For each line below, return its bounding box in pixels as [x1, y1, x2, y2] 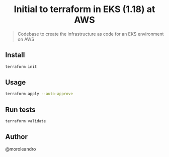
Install [5, 51, 25, 59]
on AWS [17, 36, 35, 42]
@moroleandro [5, 146, 36, 152]
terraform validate [5, 119, 46, 124]
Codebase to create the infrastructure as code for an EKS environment [17, 31, 164, 37]
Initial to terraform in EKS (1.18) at [14, 4, 155, 15]
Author [5, 132, 28, 141]
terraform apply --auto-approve [5, 92, 73, 97]
